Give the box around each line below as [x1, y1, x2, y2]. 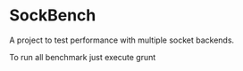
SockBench [9, 5, 96, 26]
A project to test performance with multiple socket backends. [9, 35, 235, 45]
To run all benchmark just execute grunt [9, 51, 156, 62]
